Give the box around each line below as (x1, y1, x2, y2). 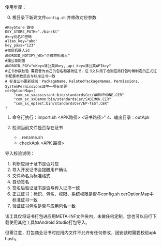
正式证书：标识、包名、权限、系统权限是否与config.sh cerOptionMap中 (12, 191, 154, 197)
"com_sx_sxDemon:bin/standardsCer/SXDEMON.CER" (14, 97, 111, 102)
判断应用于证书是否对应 (12, 161, 59, 166)
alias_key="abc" (5, 39, 38, 44)
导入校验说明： (5, 151, 35, 156)
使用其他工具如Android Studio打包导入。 (9, 219, 90, 225)
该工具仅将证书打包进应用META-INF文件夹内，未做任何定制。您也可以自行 (5, 214, 153, 219)
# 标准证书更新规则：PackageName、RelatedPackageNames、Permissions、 (5, 79, 142, 84)
